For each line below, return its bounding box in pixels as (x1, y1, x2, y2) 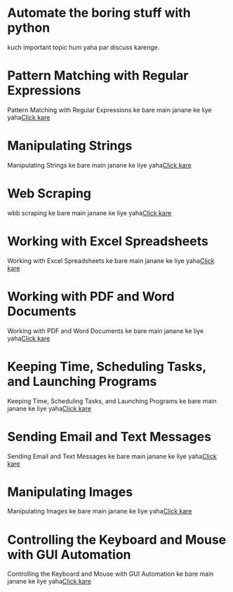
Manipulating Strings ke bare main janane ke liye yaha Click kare (7, 161, 192, 169)
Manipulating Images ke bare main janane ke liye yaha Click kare (7, 507, 192, 516)
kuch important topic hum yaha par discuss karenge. (7, 43, 160, 51)
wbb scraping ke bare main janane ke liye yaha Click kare (7, 208, 172, 217)
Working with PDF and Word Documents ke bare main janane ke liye (7, 326, 204, 335)
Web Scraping (7, 186, 92, 201)
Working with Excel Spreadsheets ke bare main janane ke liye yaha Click (7, 256, 215, 264)
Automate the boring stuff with (7, 5, 191, 21)
